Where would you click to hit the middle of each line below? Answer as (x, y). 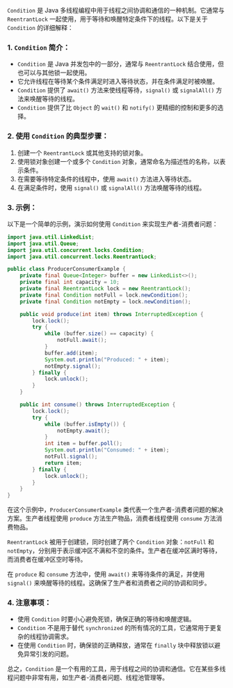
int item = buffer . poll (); (83, 444)
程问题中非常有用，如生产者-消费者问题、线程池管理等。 (88, 678)
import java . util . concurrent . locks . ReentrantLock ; (82, 257)
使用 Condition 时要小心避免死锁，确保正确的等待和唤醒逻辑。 (106, 619)
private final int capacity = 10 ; (70, 282)
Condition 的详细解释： (41, 28)
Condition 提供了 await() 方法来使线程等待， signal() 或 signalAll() (116, 90)
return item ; (63, 463)
